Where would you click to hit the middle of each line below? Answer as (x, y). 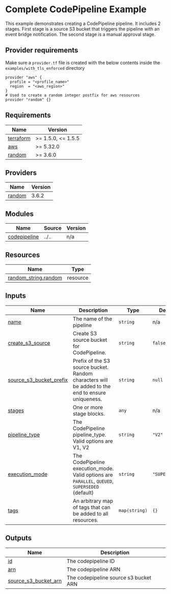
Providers (21, 172)
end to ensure (89, 392)
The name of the (93, 318)
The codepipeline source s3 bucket (109, 578)
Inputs (16, 296)
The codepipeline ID (91, 561)
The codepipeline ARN (94, 569)
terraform (19, 138)
